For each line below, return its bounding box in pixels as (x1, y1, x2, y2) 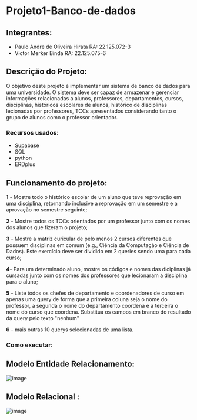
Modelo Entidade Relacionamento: (6, 359, 135, 369)
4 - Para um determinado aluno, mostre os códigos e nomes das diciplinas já (6, 265, 191, 272)
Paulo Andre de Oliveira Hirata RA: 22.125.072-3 (14, 43, 131, 50)
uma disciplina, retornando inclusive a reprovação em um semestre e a (6, 200, 178, 207)
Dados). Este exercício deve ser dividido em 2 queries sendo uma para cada (6, 248, 191, 255)
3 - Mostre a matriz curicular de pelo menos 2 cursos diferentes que (6, 235, 172, 242)
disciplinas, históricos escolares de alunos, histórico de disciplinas (6, 101, 168, 108)
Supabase (14, 142, 39, 149)
